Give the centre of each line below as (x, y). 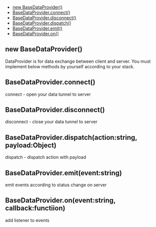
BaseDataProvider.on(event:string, (60, 200)
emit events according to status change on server (56, 185)
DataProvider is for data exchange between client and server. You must (78, 61)
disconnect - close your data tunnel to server (51, 122)
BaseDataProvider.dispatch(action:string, (71, 137)
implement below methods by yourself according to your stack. (70, 66)
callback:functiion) (35, 208)
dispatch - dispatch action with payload (46, 157)
